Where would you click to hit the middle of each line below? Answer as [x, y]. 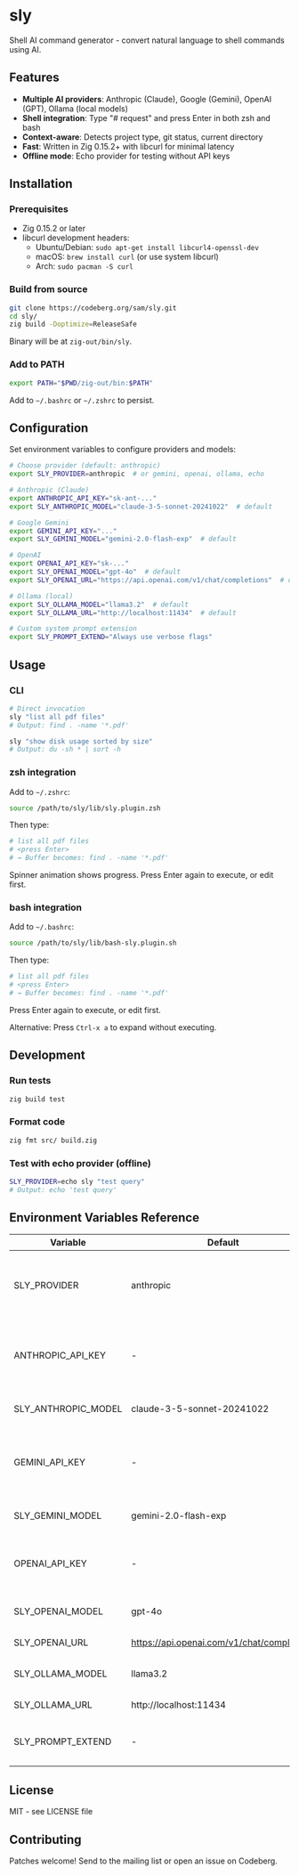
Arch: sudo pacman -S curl [84, 266]
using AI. [25, 49]
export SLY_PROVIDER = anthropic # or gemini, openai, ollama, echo [137, 474]
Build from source [48, 289]
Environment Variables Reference [105, 1218]
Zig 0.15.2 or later [54, 229]
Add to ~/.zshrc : [40, 791]
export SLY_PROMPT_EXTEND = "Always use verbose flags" [111, 637]
